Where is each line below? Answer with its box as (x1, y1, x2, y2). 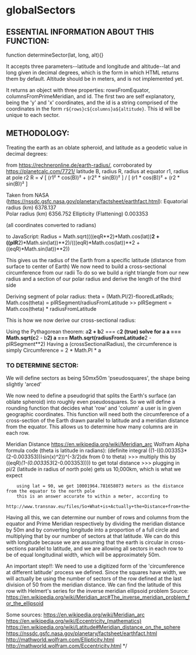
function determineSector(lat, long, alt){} (6, 52, 104, 59)
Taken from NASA (6, 191, 50, 198)
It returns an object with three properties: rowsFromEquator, (6, 87, 150, 94)
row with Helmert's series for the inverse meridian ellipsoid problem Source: (6, 588, 189, 595)
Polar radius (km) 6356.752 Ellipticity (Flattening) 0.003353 (6, 210, 149, 217)
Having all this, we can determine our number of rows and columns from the (6, 514, 190, 521)
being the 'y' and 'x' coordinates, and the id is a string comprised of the (6, 99, 178, 106)
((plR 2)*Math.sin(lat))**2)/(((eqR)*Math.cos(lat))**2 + (6, 239, 140, 246)
